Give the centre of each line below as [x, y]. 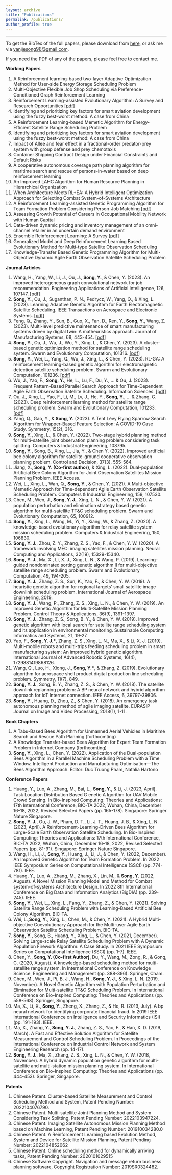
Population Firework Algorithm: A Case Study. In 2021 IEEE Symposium [88, 946]
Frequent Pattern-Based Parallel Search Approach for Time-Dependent [88, 386]
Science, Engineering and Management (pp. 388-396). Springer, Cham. [88, 974]
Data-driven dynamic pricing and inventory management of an [79, 225]
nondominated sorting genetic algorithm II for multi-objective [93, 565]
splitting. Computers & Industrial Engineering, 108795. [70, 446]
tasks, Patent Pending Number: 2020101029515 [63, 1156]
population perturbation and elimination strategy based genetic [79, 506]
